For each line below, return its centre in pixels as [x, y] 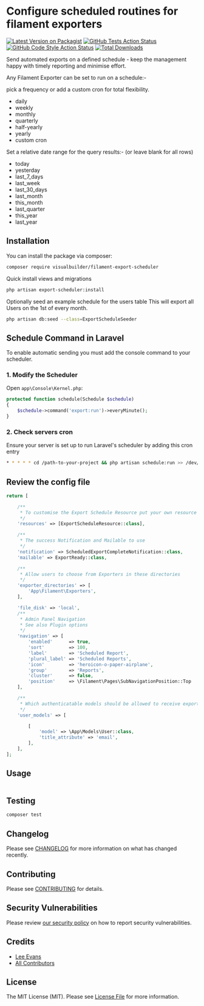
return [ [17, 496]
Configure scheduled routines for [92, 11]
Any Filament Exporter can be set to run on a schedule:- [76, 77]
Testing [21, 801]
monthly [25, 114]
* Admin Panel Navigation [53, 619]
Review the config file [48, 482]
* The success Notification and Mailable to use [83, 540]
